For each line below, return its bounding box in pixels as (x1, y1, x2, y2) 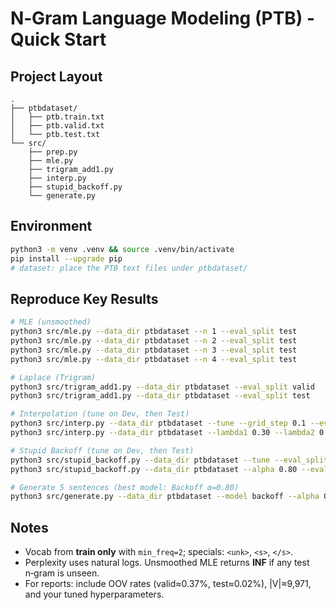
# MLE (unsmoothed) (10, 317, 92, 327)
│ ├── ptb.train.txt (10, 112, 105, 122)
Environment (10, 218, 93, 235)
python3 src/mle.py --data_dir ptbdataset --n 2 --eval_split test (10, 336, 298, 346)
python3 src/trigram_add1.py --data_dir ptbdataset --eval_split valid (10, 382, 315, 392)
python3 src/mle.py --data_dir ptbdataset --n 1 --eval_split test (10, 327, 298, 337)
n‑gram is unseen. (24, 567, 100, 579)
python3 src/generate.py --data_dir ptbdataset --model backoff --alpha (10, 492, 320, 502)
